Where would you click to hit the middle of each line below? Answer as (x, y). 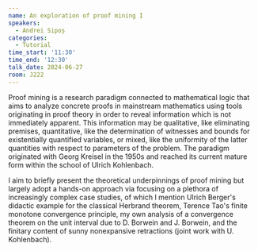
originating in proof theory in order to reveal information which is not (120, 114)
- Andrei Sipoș (40, 30)
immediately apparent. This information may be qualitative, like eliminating (129, 122)
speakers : (25, 23)
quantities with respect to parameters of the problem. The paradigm (119, 148)
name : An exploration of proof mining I (76, 15)
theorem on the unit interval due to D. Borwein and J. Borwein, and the (123, 222)
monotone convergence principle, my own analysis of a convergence (121, 214)
